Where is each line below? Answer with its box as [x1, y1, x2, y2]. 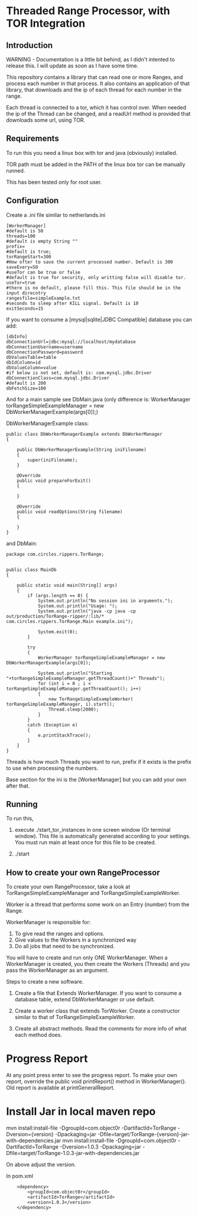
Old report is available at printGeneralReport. [6, 1084, 115, 1091]
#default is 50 [6, 228, 44, 234]
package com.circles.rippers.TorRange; [6, 551, 105, 557]
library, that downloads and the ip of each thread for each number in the [6, 86, 182, 93]
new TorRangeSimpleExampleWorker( [48, 696, 134, 702]
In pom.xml [6, 1172, 34, 1180]
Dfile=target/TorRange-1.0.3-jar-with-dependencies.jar [6, 1150, 140, 1157]
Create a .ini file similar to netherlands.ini [6, 211, 106, 218]
